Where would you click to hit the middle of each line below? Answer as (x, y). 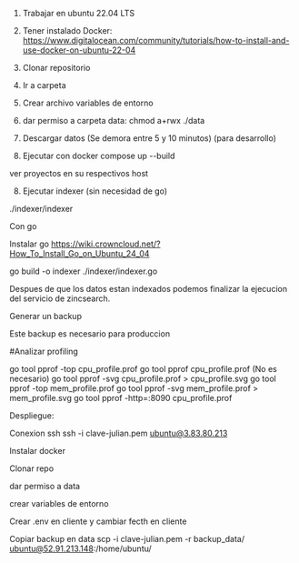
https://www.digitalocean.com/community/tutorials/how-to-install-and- (156, 40)
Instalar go (30, 244)
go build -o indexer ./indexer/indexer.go (84, 271)
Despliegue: (32, 416)
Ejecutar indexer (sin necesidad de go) (95, 191)
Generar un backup (45, 316)
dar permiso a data (45, 486)
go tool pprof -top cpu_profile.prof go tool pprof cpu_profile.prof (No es (143, 369)
